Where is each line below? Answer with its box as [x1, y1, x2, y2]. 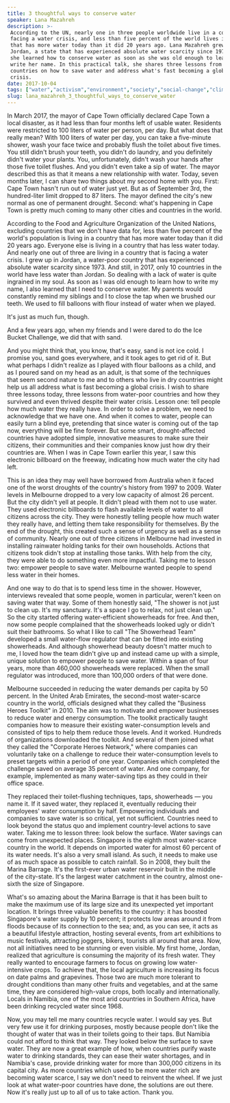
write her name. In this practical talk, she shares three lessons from [10, 61, 222, 68]
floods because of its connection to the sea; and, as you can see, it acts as [7, 922, 218, 930]
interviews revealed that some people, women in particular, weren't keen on [7, 592, 221, 599]
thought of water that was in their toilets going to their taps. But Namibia [7, 1030, 211, 1038]
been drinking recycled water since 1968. [7, 1002, 123, 1010]
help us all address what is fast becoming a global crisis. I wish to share [7, 383, 209, 391]
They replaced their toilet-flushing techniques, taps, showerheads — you [7, 792, 214, 800]
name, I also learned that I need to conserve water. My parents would [7, 285, 203, 293]
